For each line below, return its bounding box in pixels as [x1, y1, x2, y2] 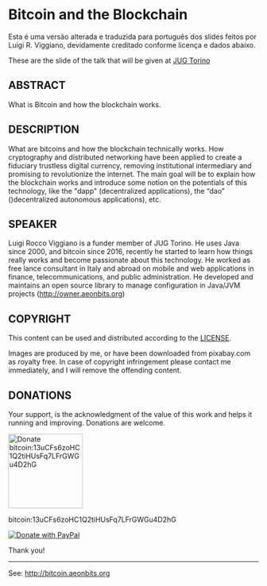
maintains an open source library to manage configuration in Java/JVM [8, 280, 241, 291]
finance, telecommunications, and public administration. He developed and [8, 272, 253, 282]
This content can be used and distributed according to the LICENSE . [8, 333, 232, 343]
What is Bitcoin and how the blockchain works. [8, 99, 161, 109]
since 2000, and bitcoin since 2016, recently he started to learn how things [8, 247, 253, 256]
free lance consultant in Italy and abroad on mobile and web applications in [8, 264, 254, 273]
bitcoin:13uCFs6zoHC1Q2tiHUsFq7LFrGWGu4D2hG [8, 515, 176, 524]
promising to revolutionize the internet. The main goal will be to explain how [8, 169, 256, 179]
